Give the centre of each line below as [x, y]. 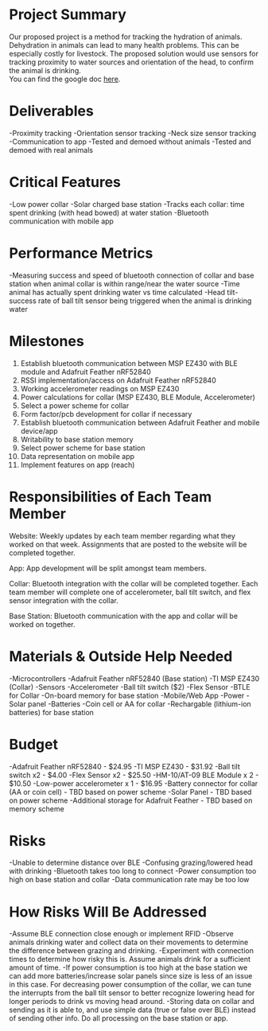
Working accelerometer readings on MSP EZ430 [100, 388]
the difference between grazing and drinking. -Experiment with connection [131, 951]
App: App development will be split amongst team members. [108, 568]
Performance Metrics [81, 253]
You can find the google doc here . [65, 79]
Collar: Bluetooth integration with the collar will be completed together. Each [134, 583]
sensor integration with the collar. [64, 600]
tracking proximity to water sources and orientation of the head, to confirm [131, 62]
